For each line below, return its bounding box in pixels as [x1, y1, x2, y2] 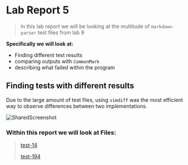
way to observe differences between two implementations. [6, 103, 148, 110]
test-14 [20, 142, 38, 149]
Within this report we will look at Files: [6, 128, 117, 136]
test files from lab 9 [37, 29, 85, 36]
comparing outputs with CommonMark [14, 58, 100, 65]
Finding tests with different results [6, 81, 134, 91]
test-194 [20, 153, 41, 160]
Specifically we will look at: [6, 40, 74, 47]
